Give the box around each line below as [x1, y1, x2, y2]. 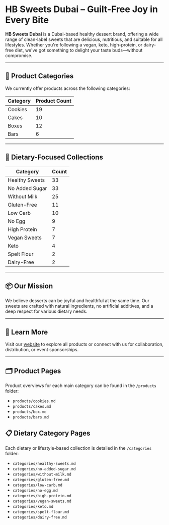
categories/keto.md [12, 504, 54, 509]
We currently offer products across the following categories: [5, 85, 130, 91]
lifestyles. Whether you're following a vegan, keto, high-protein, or [5, 41, 143, 47]
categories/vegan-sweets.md [12, 499, 71, 504]
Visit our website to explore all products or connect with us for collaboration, [5, 341, 164, 347]
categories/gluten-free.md [12, 477, 69, 482]
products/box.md [12, 409, 47, 414]
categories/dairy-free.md [12, 514, 67, 520]
